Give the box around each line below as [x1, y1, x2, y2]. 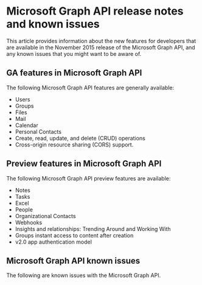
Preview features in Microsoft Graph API [6, 159, 162, 169]
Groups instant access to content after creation [15, 232, 134, 239]
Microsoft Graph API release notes [6, 4, 184, 18]
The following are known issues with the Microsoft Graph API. [6, 272, 161, 279]
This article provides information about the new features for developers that [6, 37, 197, 44]
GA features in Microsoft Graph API [6, 68, 142, 78]
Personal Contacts [15, 128, 62, 135]
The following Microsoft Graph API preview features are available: [6, 174, 171, 182]
